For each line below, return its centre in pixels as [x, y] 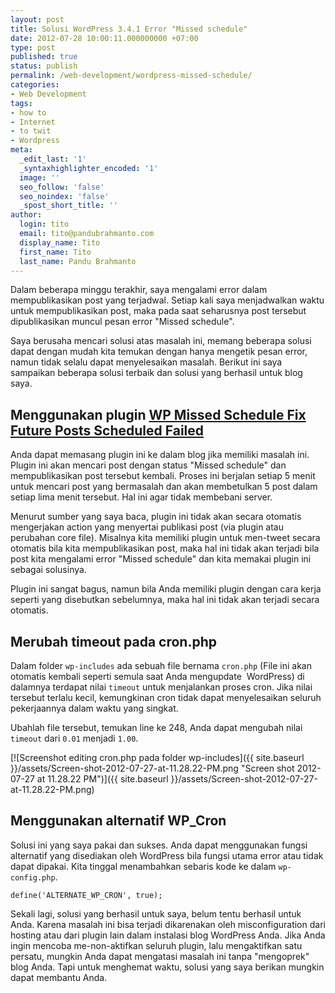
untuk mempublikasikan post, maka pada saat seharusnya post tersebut [158, 311]
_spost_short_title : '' [68, 206]
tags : [21, 103]
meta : [21, 150]
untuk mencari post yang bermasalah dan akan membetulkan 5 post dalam [164, 487]
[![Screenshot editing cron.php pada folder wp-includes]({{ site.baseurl [157, 757]
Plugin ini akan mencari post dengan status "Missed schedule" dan [148, 465]
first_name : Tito [55, 252]
